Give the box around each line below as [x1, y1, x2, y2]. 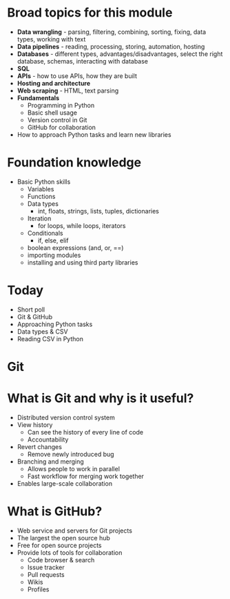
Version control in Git [27, 115, 87, 124]
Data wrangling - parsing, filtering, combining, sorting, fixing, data [17, 28, 207, 36]
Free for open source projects [17, 541, 102, 549]
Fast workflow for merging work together [27, 472, 145, 480]
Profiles [27, 585, 50, 593]
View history [17, 420, 53, 429]
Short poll [17, 305, 45, 314]
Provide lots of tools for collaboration [17, 548, 123, 557]
